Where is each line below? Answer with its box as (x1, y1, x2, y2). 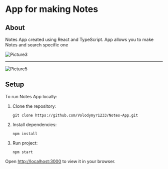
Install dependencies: (12, 121, 57, 128)
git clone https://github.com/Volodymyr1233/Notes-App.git (12, 113, 138, 118)
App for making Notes (5, 3, 98, 15)
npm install (12, 131, 37, 136)
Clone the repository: (12, 103, 56, 109)
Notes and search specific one (5, 42, 68, 48)
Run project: (12, 140, 38, 146)
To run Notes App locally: (5, 93, 57, 99)
